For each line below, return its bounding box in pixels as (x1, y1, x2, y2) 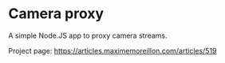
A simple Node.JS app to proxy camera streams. (8, 31, 168, 40)
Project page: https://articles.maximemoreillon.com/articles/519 (8, 46, 217, 55)
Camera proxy (8, 5, 105, 23)
